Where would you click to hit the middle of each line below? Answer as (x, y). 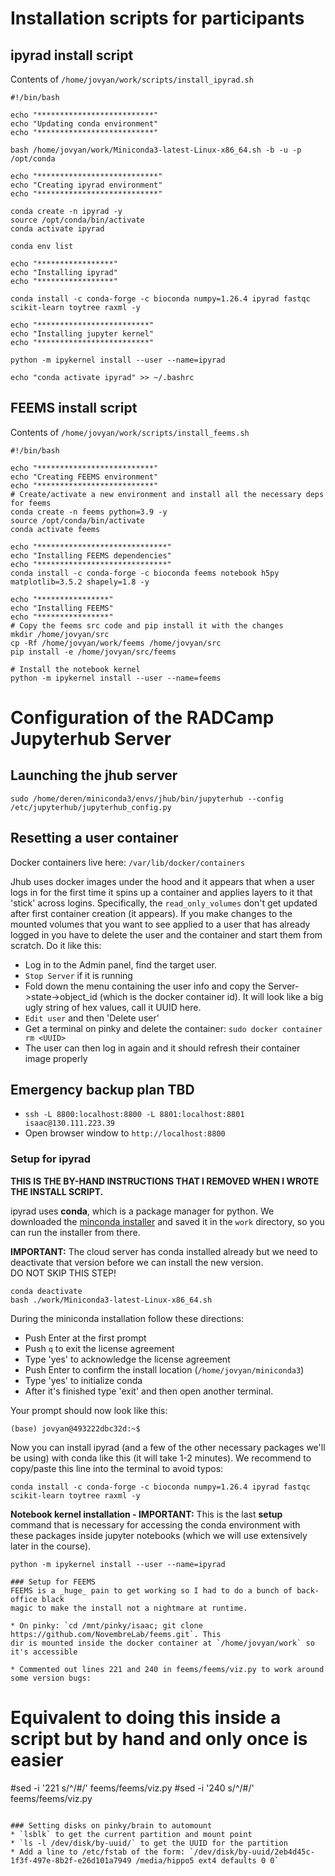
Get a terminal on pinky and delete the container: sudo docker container (173, 1028)
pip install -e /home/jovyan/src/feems (93, 652)
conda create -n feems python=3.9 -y (89, 512)
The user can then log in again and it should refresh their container (162, 1048)
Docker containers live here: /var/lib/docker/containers (128, 862)
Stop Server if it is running (78, 975)
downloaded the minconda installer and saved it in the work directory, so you (167, 1221)
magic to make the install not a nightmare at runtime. (129, 1608)
